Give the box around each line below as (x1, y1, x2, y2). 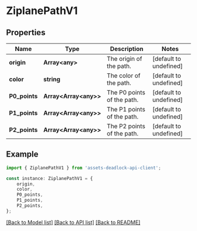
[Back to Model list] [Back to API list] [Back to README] (6, 219, 141, 226)
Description (110, 45, 144, 53)
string (43, 75, 60, 83)
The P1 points (106, 106, 145, 113)
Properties (6, 28, 46, 38)
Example (6, 150, 39, 159)
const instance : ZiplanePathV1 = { (6, 175, 93, 181)
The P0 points (106, 89, 145, 96)
